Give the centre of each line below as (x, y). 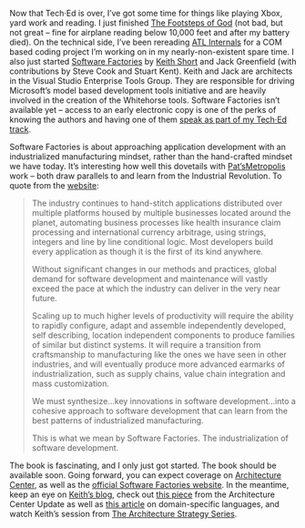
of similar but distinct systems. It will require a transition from (146, 345)
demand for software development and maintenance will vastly (150, 279)
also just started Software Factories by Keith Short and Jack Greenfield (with (153, 61)
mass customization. (71, 383)
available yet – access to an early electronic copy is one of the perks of (143, 110)
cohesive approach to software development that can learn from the (160, 411)
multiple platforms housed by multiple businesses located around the (161, 213)
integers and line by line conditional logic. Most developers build (152, 242)
